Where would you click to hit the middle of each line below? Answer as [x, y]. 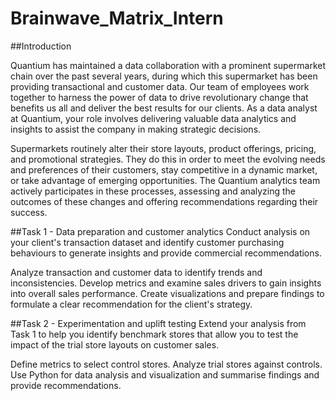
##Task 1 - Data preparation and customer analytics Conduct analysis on [160, 231]
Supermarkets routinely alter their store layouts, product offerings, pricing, [163, 148]
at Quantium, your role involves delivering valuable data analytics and [153, 118]
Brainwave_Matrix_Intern [117, 18]
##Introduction [41, 46]
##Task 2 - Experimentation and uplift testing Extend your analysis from [158, 323]
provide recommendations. [66, 385]
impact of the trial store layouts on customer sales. [115, 344]
